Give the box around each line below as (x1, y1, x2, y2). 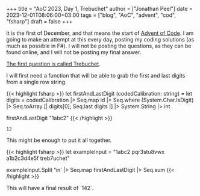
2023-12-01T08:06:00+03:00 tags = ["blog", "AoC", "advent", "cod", (6, 11, 177, 19)
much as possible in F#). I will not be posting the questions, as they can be (6, 42, 192, 49)
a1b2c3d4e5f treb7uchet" (6, 155, 70, 162)
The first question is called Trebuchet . (6, 60, 101, 67)
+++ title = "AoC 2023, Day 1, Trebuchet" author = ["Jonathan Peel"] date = (6, 5, 193, 12)
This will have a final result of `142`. (6, 185, 94, 191)
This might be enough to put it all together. (6, 136, 112, 144)
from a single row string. (6, 78, 67, 85)
